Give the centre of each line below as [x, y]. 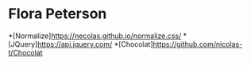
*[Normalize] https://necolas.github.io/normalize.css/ [95, 36]
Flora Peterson [58, 14]
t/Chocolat [25, 52]
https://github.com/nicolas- [198, 44]
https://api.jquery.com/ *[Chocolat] [95, 44]
